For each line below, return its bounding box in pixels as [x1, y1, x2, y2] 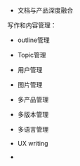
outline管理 [17, 36, 51, 44]
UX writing [17, 139, 48, 147]
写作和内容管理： [7, 21, 57, 29]
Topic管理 [17, 51, 47, 59]
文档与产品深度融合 [17, 6, 74, 14]
